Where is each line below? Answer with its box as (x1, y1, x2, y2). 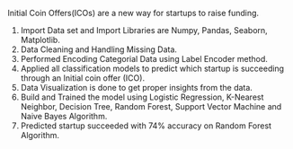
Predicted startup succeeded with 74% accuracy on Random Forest (20, 120, 272, 131)
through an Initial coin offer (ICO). (20, 73, 145, 83)
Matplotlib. (20, 35, 61, 45)
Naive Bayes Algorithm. (20, 111, 108, 121)
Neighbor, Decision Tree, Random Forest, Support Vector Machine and (20, 101, 282, 111)
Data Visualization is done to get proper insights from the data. (20, 83, 253, 92)
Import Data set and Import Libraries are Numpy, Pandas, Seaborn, (20, 25, 268, 35)
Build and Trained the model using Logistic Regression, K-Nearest (20, 92, 264, 102)
